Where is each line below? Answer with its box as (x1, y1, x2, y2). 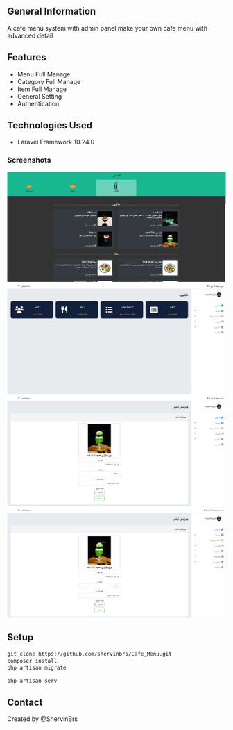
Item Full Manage (17, 85, 67, 93)
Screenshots (7, 156, 51, 165)
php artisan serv (7, 677, 58, 685)
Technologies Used (7, 119, 92, 131)
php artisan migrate (7, 665, 67, 672)
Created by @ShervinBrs (7, 715, 78, 723)
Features (7, 51, 46, 63)
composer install (7, 658, 58, 665)
